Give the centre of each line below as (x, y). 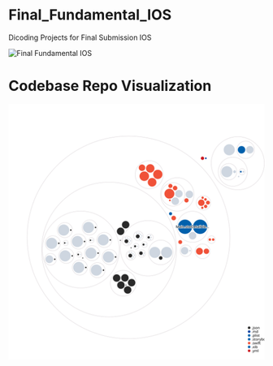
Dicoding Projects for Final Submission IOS (80, 37)
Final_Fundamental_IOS (90, 15)
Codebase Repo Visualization (110, 86)
